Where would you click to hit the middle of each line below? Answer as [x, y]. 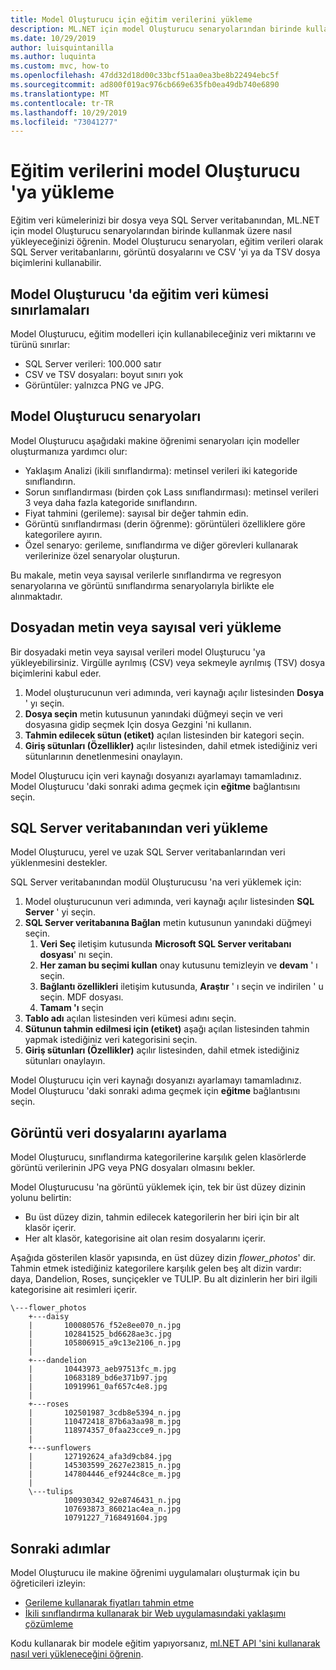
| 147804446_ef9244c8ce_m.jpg [105, 1474]
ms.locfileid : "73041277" [64, 122]
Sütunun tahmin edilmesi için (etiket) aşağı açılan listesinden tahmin [167, 1029]
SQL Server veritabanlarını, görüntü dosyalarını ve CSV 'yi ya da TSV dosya [165, 252]
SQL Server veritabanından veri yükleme [139, 828]
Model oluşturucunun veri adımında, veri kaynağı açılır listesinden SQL [169, 902]
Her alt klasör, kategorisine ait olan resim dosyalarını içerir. [145, 1238]
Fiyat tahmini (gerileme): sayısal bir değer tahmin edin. [136, 513]
